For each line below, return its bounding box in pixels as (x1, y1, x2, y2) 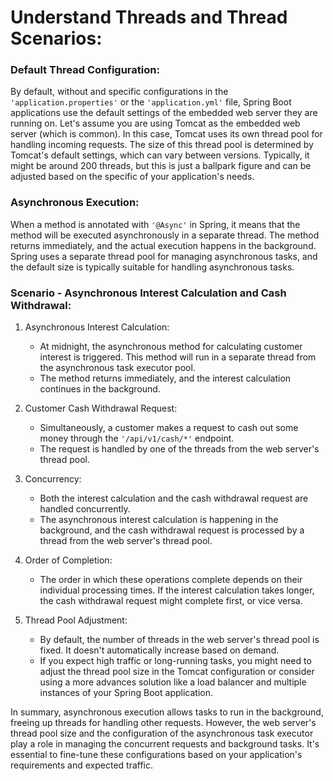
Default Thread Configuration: (10, 63, 160, 77)
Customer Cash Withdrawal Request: (24, 402, 178, 415)
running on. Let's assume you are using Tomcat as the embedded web (10, 117, 301, 130)
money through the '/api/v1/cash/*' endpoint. (39, 432, 235, 445)
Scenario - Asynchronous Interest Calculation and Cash (10, 286, 287, 300)
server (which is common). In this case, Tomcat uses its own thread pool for (10, 128, 323, 140)
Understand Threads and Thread (10, 6, 288, 29)
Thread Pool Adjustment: (24, 614, 128, 626)
